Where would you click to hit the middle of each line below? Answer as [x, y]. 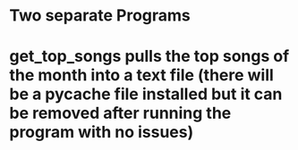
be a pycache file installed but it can [146, 94]
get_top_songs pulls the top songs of [149, 57]
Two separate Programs [100, 16]
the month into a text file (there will [142, 75]
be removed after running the [120, 113]
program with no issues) [102, 133]
